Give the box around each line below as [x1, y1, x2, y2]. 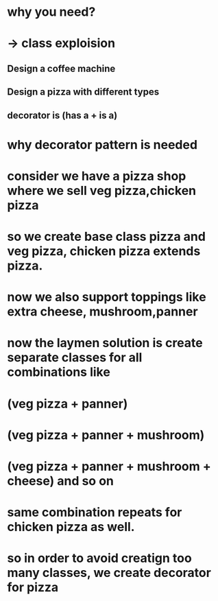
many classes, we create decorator [7, 565, 211, 580]
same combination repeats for [7, 505, 182, 520]
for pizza [7, 580, 59, 596]
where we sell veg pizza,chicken [7, 182, 197, 198]
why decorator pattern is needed [7, 137, 197, 152]
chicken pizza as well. [7, 519, 135, 535]
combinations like [7, 364, 111, 380]
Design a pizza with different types [7, 86, 160, 98]
